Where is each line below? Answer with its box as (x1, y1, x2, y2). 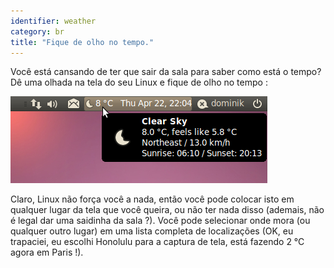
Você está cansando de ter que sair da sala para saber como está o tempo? (10, 66, 322, 78)
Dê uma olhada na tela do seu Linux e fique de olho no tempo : (10, 76, 268, 89)
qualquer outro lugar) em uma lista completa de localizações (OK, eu (10, 225, 294, 237)
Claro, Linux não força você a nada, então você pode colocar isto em (10, 193, 295, 205)
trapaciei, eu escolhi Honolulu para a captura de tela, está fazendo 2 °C (10, 236, 305, 248)
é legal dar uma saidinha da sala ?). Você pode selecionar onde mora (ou (10, 215, 311, 227)
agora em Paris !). (10, 246, 84, 259)
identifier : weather (10, 16, 97, 26)
